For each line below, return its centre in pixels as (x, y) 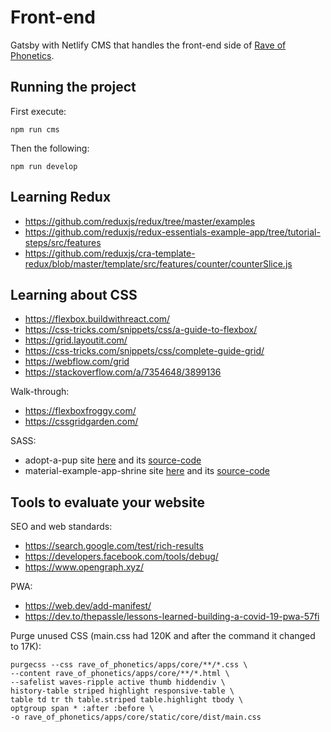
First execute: (38, 111)
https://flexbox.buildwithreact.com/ (97, 319)
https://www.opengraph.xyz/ (84, 567)
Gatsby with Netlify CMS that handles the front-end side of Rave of (148, 45)
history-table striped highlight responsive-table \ (122, 691)
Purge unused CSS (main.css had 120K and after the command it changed (163, 636)
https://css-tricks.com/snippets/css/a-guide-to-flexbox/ (141, 330)
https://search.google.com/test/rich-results (114, 546)
